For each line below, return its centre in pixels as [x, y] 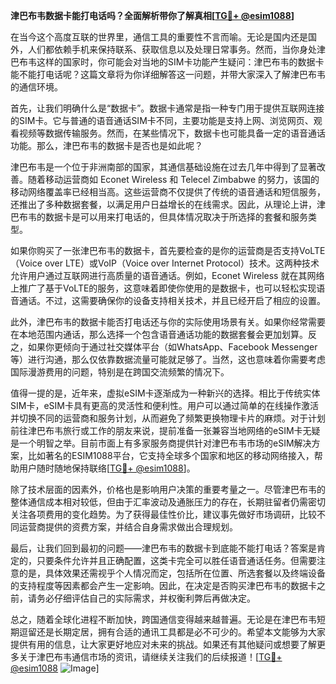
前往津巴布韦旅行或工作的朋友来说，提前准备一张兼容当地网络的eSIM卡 [156, 430]
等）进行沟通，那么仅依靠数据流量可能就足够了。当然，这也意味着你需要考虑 [168, 359]
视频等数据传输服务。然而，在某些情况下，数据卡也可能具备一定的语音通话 [172, 133]
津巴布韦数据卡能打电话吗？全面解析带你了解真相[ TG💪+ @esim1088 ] [152, 15]
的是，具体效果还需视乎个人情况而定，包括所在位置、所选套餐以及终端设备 [172, 573]
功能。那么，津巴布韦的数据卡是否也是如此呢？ [106, 145]
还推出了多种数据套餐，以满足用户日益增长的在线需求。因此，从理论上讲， [163, 204]
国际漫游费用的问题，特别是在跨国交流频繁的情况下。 [120, 372]
